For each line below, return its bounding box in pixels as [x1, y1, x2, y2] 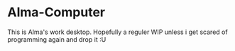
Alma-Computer [7, 4, 105, 21]
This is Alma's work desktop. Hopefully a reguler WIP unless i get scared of [7, 28, 229, 36]
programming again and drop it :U [7, 35, 106, 43]
